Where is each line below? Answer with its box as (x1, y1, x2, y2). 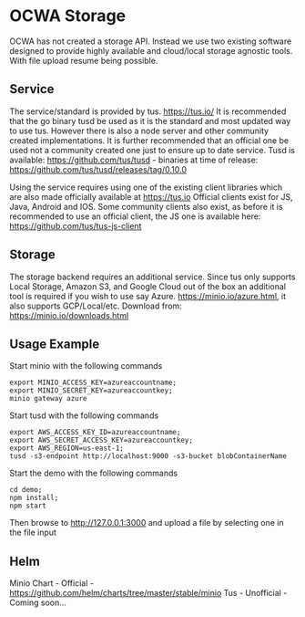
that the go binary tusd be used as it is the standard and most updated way (9, 115, 291, 126)
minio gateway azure (9, 394, 88, 403)
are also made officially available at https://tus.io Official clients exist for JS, (9, 191, 293, 202)
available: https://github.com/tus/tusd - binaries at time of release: (9, 154, 259, 165)
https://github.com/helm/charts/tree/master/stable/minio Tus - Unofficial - (9, 588, 288, 599)
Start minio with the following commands (9, 361, 163, 371)
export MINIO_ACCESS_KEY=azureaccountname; (9, 378, 178, 388)
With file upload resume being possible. (9, 55, 158, 66)
